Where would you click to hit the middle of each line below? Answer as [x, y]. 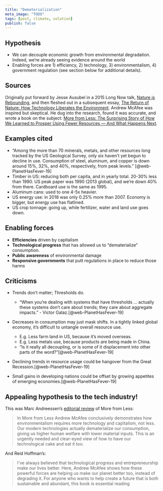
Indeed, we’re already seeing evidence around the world [69, 60]
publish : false [20, 23]
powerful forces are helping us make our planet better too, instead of [86, 473]
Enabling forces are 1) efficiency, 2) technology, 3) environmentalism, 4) [84, 65]
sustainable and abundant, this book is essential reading [73, 484]
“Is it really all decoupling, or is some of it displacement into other [85, 347]
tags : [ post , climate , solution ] [39, 19]
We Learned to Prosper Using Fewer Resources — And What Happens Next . [81, 123]
